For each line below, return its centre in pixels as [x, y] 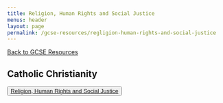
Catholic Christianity [52, 74]
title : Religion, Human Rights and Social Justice [81, 13]
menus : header [27, 20]
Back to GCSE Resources [43, 52]
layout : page [26, 26]
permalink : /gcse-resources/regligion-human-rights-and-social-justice [111, 33]
